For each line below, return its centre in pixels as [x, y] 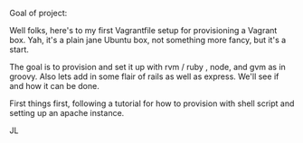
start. [19, 49]
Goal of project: [38, 13]
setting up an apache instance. [67, 113]
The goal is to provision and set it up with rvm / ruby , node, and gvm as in [148, 67]
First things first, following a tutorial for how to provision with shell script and [152, 103]
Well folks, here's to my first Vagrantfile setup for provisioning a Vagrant [143, 30]
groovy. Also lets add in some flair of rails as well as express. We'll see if [144, 76]
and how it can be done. [54, 86]
